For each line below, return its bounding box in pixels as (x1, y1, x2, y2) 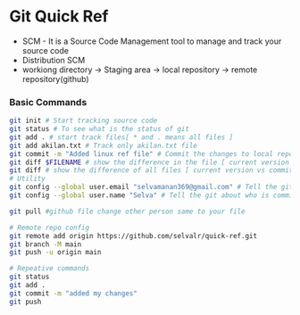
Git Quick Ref (9, 6, 109, 27)
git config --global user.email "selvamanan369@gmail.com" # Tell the (9, 183, 278, 192)
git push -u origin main (9, 248, 102, 257)
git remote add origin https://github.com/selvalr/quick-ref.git (9, 231, 257, 240)
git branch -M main (9, 239, 82, 249)
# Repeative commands (9, 264, 90, 273)
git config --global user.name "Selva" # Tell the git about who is (9, 191, 270, 200)
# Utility (9, 174, 46, 184)
